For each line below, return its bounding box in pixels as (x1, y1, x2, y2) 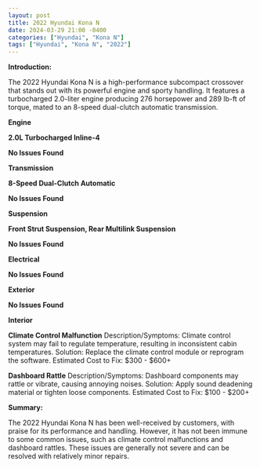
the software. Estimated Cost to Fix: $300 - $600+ (8, 356, 172, 365)
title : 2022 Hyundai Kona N (8, 19, 100, 27)
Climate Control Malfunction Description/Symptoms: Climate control (8, 331, 231, 340)
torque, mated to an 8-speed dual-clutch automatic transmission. (8, 103, 218, 112)
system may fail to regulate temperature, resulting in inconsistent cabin (8, 339, 237, 349)
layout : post (8, 11, 51, 20)
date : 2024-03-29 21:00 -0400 (8, 26, 107, 34)
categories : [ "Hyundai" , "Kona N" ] (8, 33, 125, 42)
